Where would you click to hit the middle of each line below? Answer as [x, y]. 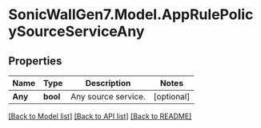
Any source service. [108, 97]
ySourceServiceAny [76, 31]
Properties [35, 61]
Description [108, 83]
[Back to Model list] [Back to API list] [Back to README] [100, 116]
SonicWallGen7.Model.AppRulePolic [131, 15]
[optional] [172, 97]
